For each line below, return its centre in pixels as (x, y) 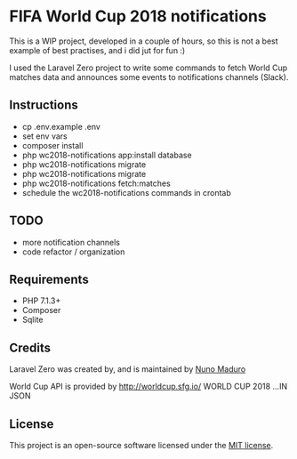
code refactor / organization (73, 252)
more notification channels (71, 242)
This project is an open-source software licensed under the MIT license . (141, 445)
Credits (30, 347)
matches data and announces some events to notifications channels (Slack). (149, 76)
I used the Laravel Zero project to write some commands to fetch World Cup (148, 68)
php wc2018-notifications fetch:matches (96, 183)
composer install (52, 145)
